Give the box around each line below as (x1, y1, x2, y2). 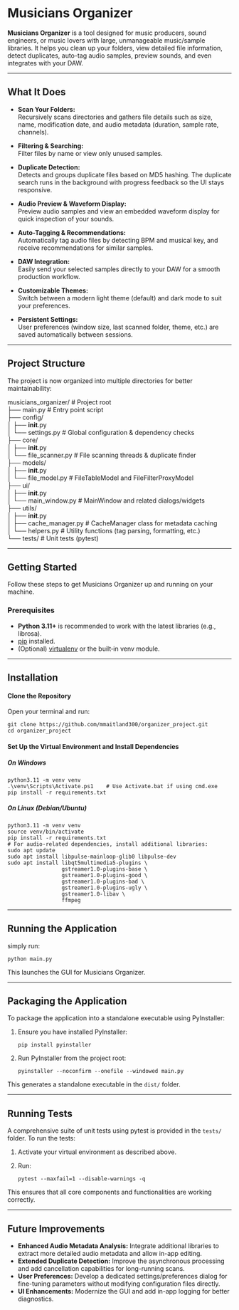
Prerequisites (7, 605, 55, 615)
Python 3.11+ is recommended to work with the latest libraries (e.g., (17, 622, 216, 630)
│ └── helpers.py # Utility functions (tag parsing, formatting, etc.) (7, 526, 201, 535)
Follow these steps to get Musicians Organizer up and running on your (7, 580, 213, 589)
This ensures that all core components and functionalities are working (7, 1188, 212, 1197)
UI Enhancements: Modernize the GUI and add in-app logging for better (17, 1287, 230, 1296)
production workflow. (17, 272, 80, 281)
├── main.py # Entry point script (7, 405, 104, 414)
